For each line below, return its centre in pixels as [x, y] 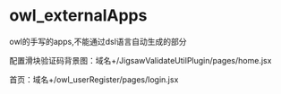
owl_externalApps [78, 16]
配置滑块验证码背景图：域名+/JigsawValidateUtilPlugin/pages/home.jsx [140, 60]
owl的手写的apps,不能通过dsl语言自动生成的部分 [98, 41]
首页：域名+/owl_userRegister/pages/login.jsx [94, 79]
